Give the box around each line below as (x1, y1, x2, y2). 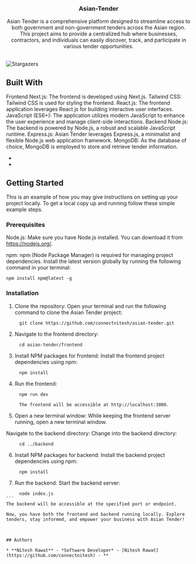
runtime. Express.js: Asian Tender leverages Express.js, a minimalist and (6, 131, 181, 138)
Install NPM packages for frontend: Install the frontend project (14, 352, 165, 359)
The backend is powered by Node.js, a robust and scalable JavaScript (6, 125, 175, 132)
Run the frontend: (14, 380, 58, 387)
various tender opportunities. (63, 43, 134, 50)
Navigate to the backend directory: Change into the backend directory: (6, 429, 177, 436)
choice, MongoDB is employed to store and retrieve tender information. (6, 143, 178, 151)
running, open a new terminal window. (14, 418, 107, 425)
